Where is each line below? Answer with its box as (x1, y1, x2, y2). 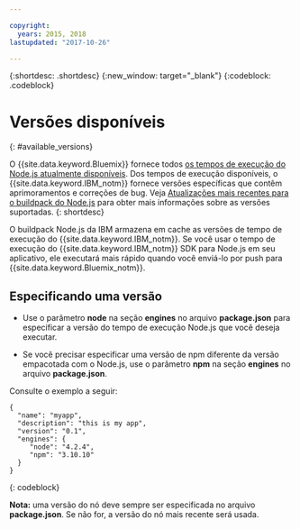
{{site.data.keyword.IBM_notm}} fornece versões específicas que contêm (9, 178, 283, 189)
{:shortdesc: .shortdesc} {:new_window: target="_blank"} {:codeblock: (9, 70, 272, 81)
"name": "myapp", (17, 411, 83, 420)
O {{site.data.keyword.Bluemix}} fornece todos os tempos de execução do (9, 159, 286, 169)
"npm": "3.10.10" (29, 451, 95, 460)
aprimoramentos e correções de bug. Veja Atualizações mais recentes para (9, 187, 289, 198)
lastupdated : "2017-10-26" (9, 38, 111, 47)
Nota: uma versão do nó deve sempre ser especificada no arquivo (9, 499, 256, 510)
